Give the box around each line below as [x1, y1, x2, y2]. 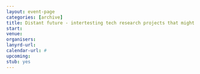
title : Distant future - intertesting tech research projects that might [6, 20, 195, 26]
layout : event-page [6, 8, 55, 15]
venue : [6, 31, 23, 37]
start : [6, 25, 23, 32]
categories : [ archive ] [6, 14, 63, 20]
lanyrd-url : [6, 42, 36, 48]
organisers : [6, 36, 36, 42]
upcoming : [6, 53, 31, 59]
